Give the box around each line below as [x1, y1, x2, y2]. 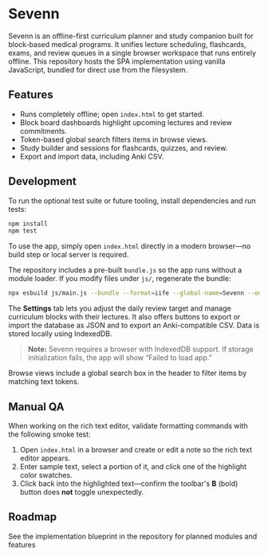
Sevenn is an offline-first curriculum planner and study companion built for [8, 31, 254, 41]
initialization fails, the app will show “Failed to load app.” [27, 353, 213, 362]
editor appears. [19, 453, 70, 463]
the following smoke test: [8, 429, 91, 439]
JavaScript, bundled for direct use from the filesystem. [8, 65, 188, 74]
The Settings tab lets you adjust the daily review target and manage [8, 303, 231, 313]
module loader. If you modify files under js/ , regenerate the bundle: [8, 274, 231, 284]
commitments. [19, 126, 68, 135]
